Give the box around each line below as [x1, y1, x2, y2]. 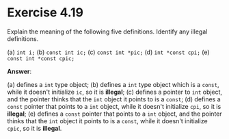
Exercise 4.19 [7, 5, 84, 21]
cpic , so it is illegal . [7, 124, 62, 132]
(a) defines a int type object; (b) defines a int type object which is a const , [7, 80, 219, 88]
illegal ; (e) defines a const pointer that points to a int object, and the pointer [7, 110, 222, 118]
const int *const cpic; [7, 55, 75, 62]
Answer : [7, 67, 32, 75]
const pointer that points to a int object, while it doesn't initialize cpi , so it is [7, 102, 221, 110]
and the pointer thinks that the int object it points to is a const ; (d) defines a [7, 94, 221, 103]
